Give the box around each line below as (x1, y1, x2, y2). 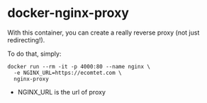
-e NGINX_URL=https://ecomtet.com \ (13, 69, 122, 76)
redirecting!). (7, 35, 45, 44)
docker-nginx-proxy (7, 5, 129, 21)
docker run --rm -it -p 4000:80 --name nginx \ (7, 63, 151, 70)
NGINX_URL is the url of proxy (17, 87, 106, 96)
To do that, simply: (7, 49, 62, 58)
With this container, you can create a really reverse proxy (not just (7, 28, 200, 37)
